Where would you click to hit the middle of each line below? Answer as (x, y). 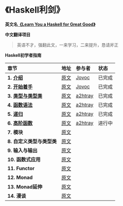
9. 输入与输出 (22, 150)
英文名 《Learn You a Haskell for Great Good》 (50, 24)
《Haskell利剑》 (35, 10)
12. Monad (20, 177)
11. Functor (21, 168)
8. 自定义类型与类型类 (32, 141)
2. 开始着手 (20, 87)
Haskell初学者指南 (23, 55)
